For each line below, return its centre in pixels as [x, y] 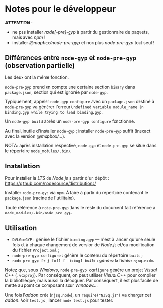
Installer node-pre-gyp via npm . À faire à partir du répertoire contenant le [77, 192]
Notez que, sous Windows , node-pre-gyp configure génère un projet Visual [81, 270]
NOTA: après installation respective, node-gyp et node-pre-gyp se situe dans [81, 145]
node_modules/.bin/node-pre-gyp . [39, 213]
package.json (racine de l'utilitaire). [40, 198]
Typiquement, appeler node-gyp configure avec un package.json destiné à [80, 101]
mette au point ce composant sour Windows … [51, 285]
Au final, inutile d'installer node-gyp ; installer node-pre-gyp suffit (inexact [78, 131]
